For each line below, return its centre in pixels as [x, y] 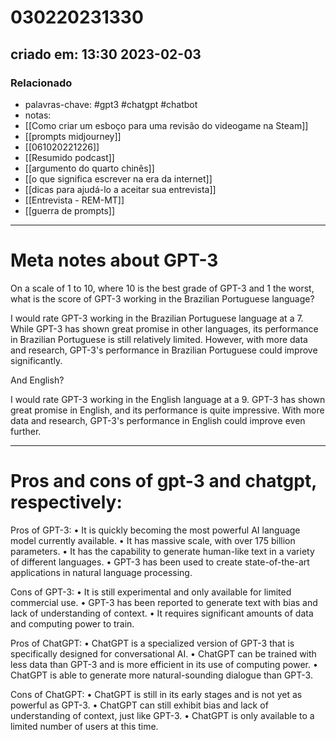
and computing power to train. [72, 623]
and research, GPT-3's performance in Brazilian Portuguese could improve [164, 350]
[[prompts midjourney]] [73, 136]
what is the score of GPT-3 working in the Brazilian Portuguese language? [162, 298]
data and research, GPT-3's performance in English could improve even [158, 420]
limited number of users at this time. [84, 726]
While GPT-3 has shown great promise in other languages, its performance [164, 328]
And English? [37, 380]
